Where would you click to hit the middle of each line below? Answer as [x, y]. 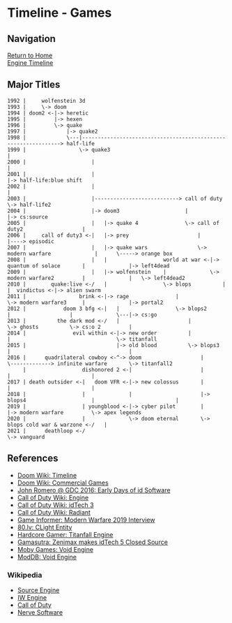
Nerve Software [40, 612]
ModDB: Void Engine [47, 557]
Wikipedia [25, 575]
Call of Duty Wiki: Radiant [54, 512]
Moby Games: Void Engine [55, 549]
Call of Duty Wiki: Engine [53, 497]
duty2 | [46, 229]
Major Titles [34, 85]
